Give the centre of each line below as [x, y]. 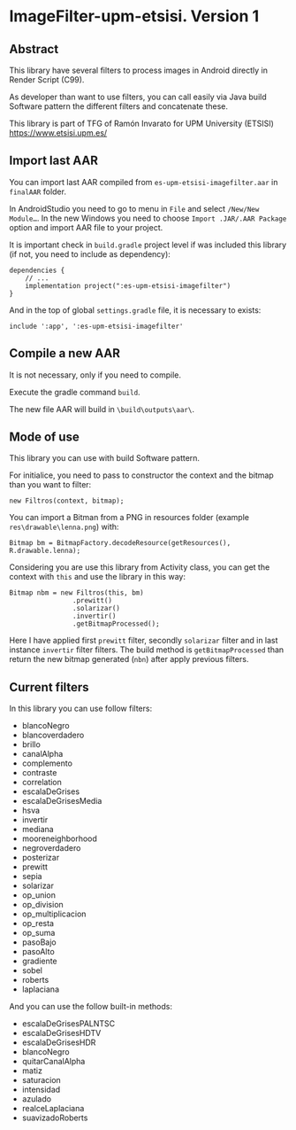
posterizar [41, 858]
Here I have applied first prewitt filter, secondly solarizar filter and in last [144, 641]
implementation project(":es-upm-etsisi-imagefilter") [128, 285]
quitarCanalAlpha [53, 1062]
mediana [38, 830]
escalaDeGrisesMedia [62, 801]
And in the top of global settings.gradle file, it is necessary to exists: [135, 310]
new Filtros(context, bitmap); [67, 501]
